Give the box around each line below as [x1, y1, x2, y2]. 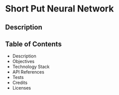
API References [12, 69, 45, 75]
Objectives [12, 58, 35, 64]
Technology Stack [12, 63, 50, 70]
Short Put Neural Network [5, 3, 114, 14]
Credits [12, 79, 28, 85]
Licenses [12, 85, 31, 91]
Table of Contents [5, 39, 62, 48]
